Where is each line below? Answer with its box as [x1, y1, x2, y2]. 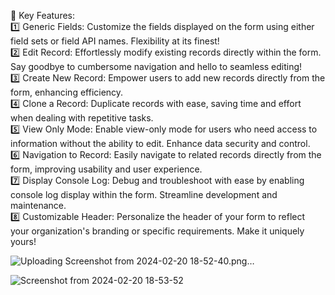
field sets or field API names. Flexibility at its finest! [10, 35, 220, 47]
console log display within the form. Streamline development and [10, 189, 278, 200]
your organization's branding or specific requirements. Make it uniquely [10, 225, 305, 237]
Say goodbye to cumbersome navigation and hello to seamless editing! [10, 61, 303, 72]
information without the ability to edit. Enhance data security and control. [10, 138, 311, 149]
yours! [10, 236, 37, 247]
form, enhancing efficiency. [10, 86, 124, 98]
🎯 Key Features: [10, 10, 76, 21]
